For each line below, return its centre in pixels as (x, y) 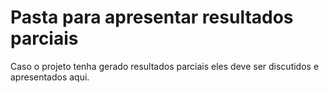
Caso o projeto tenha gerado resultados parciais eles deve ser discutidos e (165, 66)
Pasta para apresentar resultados (152, 17)
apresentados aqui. (50, 77)
